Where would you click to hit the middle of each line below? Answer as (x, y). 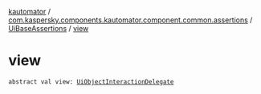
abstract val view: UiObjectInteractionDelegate (91, 82)
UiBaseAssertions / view (49, 28)
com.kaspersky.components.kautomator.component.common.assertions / (130, 20)
